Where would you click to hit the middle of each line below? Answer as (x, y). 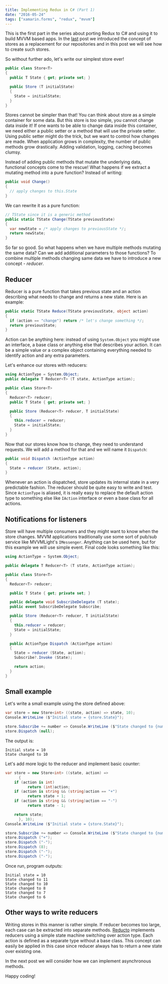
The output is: (19, 741)
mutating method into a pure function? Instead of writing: (64, 173)
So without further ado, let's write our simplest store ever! (64, 59)
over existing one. (23, 951)
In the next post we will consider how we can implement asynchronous (78, 961)
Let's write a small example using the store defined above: (65, 704)
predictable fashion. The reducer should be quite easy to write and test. (79, 488)
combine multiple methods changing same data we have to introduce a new (83, 258)
